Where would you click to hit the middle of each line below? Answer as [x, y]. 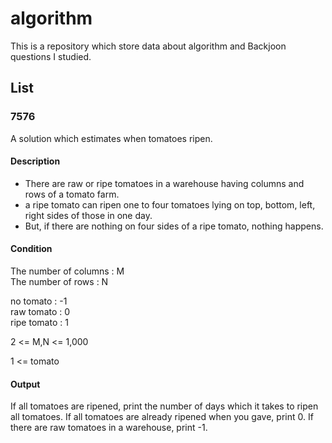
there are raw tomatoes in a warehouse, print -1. [109, 428]
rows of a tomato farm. [72, 194]
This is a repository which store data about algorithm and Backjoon [148, 46]
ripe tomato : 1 [39, 323]
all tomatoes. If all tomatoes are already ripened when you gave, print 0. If [162, 417]
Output [25, 384]
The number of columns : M [67, 271]
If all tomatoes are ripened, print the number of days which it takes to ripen [164, 406]
